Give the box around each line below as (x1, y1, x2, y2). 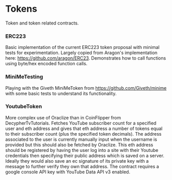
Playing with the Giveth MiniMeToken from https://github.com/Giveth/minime (5, 85, 167, 91)
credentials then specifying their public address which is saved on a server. (5, 152, 165, 159)
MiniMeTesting (5, 73, 44, 81)
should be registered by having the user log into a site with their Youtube (5, 147, 159, 153)
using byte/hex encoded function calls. (5, 61, 88, 67)
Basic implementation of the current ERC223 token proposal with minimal (5, 44, 160, 50)
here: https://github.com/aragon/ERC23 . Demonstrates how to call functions (5, 55, 166, 61)
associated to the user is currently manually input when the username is (5, 136, 157, 142)
